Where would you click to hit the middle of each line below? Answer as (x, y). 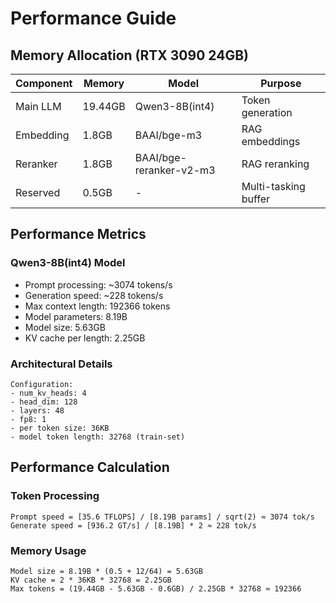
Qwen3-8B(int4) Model (68, 263)
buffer (256, 199)
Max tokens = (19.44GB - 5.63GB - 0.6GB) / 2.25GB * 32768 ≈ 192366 (156, 588)
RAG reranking (275, 164)
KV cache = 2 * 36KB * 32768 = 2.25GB (91, 580)
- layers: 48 (37, 410)
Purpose (281, 83)
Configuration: (42, 384)
